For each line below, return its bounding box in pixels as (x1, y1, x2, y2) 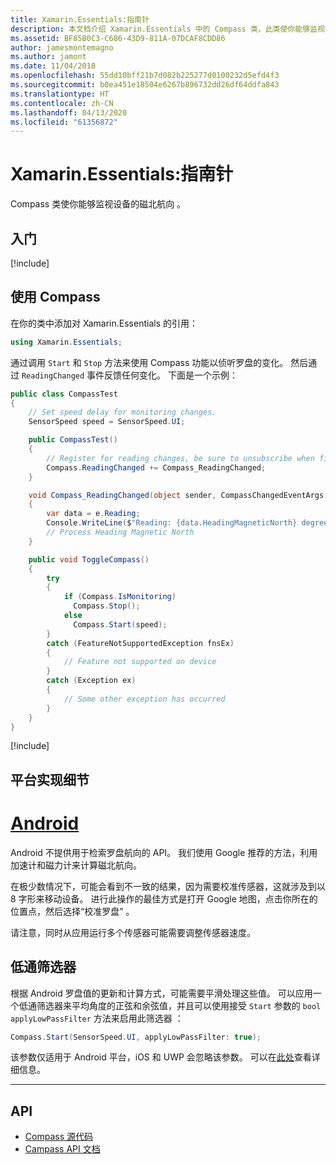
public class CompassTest (10, 389, 118, 399)
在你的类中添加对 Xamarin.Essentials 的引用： (10, 317, 198, 329)
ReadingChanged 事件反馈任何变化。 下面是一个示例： (21, 369, 239, 381)
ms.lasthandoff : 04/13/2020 (10, 107, 128, 118)
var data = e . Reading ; (46, 509, 141, 519)
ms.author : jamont (10, 52, 87, 62)
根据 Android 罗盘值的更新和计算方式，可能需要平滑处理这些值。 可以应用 (10, 987, 313, 999)
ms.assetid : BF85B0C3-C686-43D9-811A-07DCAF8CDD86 (10, 33, 226, 43)
